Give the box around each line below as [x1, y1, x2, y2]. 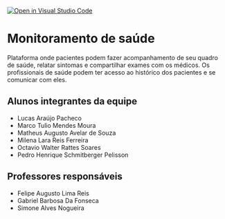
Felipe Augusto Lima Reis [17, 189, 90, 197]
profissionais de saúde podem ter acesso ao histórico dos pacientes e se [7, 68, 216, 76]
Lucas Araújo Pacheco [17, 114, 82, 122]
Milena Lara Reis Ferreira [17, 135, 89, 144]
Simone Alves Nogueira [17, 204, 84, 212]
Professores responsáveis [7, 171, 123, 182]
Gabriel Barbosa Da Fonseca [17, 196, 99, 204]
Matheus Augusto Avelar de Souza [17, 128, 116, 137]
